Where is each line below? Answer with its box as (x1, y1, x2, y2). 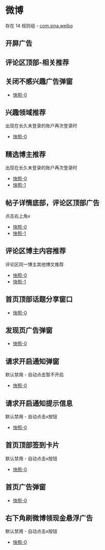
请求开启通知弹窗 (5, 357, 59, 365)
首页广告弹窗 (5, 483, 46, 492)
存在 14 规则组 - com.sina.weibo (5, 23, 73, 29)
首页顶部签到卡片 (5, 441, 59, 450)
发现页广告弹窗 (5, 326, 53, 335)
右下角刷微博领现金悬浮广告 (5, 514, 93, 523)
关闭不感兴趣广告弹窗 (5, 77, 73, 86)
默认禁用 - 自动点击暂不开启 (5, 372, 64, 378)
